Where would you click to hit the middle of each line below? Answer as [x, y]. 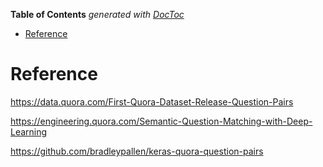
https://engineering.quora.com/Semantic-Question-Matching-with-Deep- [161, 121]
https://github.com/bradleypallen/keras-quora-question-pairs [137, 151]
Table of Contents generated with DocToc [97, 14]
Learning [29, 131]
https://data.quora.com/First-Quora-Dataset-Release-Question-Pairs [152, 101]
